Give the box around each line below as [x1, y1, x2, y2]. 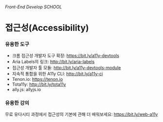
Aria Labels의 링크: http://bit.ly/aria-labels [12, 59, 95, 65]
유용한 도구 [5, 41, 30, 47]
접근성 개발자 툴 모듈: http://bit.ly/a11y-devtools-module [12, 65, 121, 71]
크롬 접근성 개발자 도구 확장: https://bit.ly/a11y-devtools [12, 53, 119, 59]
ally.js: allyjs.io [12, 87, 41, 92]
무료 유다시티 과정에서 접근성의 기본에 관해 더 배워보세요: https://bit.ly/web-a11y [5, 111, 158, 117]
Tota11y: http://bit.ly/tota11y [12, 81, 66, 87]
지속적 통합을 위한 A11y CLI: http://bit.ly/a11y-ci [12, 71, 103, 77]
